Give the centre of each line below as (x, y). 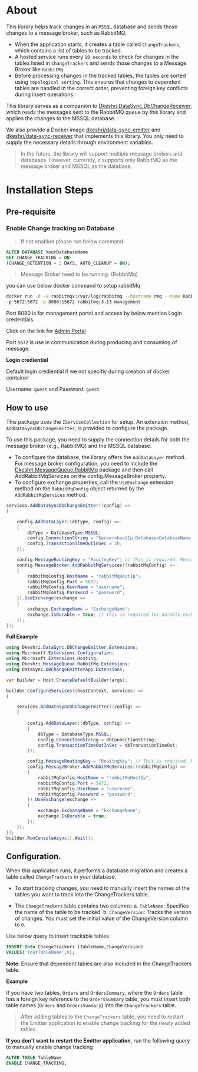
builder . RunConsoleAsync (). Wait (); (50, 838)
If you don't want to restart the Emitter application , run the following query (98, 1040)
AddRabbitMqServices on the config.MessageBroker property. (90, 476)
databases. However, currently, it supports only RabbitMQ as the (99, 160)
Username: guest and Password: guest (53, 389)
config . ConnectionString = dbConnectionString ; (97, 740)
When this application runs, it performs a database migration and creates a (97, 870)
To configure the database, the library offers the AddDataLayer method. (100, 457)
